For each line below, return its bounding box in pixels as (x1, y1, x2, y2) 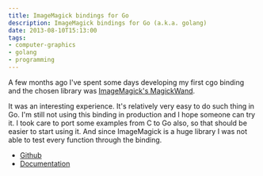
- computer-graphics (8, 41, 77, 49)
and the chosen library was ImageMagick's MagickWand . (8, 86, 196, 95)
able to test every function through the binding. (8, 135, 162, 144)
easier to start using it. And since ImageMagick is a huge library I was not (8, 126, 248, 136)
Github (19, 150, 42, 159)
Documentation (19, 159, 71, 168)
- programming (8, 56, 55, 64)
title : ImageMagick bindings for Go (8, 11, 129, 20)
